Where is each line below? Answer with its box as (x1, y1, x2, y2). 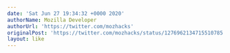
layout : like (7, 36, 45, 43)
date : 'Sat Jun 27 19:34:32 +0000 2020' (7, 10, 125, 17)
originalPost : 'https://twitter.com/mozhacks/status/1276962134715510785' (7, 29, 227, 36)
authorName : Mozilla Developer (7, 17, 97, 23)
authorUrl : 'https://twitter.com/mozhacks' (7, 23, 134, 30)
